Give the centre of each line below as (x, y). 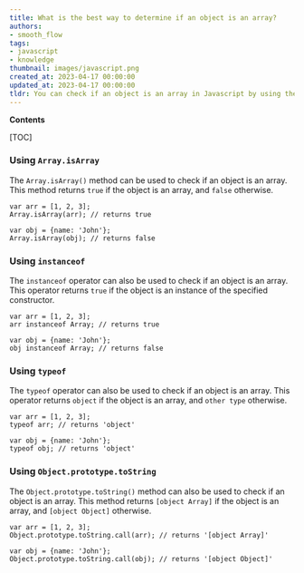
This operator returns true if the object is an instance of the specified (139, 290)
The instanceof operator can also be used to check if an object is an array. (149, 281)
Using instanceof (47, 261)
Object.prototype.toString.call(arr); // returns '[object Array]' (139, 535)
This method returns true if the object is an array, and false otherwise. (142, 189)
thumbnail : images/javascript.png (75, 69)
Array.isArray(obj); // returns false (82, 238)
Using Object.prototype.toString (83, 471)
